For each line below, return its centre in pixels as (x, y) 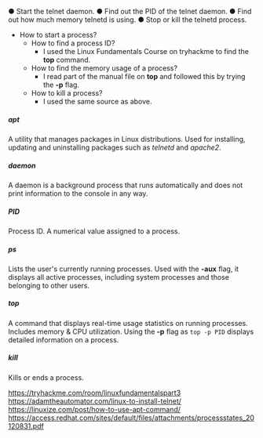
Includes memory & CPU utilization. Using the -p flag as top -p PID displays (131, 331)
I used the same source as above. (97, 101)
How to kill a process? (67, 93)
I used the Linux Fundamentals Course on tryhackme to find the (146, 51)
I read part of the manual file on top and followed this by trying (144, 76)
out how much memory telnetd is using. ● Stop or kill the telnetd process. (128, 20)
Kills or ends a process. (46, 377)
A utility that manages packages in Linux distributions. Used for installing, (127, 139)
